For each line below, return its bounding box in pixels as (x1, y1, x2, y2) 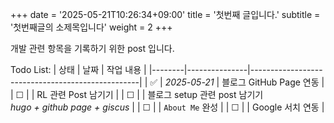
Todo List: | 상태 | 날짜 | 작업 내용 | (10, 64, 147, 75)
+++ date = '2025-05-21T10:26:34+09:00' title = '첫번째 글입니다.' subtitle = (10, 9, 321, 20)
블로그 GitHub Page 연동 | (221, 76, 325, 88)
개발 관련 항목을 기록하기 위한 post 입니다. (10, 43, 175, 54)
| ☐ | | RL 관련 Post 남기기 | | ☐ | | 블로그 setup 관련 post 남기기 (10, 89, 264, 100)
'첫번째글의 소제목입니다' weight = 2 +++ (10, 21, 173, 33)
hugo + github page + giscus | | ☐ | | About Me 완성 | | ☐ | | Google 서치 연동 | (10, 101, 325, 113)
